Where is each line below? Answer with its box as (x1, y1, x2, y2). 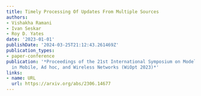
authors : (6, 14, 28, 20)
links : (6, 70, 23, 76)
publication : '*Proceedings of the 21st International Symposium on (6, 58, 181, 64)
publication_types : (6, 48, 55, 54)
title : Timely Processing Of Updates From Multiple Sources (6, 8, 160, 15)
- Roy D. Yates (6, 31, 44, 37)
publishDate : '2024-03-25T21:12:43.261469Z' (6, 42, 119, 48)
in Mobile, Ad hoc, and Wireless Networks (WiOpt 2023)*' (11, 64, 160, 70)
